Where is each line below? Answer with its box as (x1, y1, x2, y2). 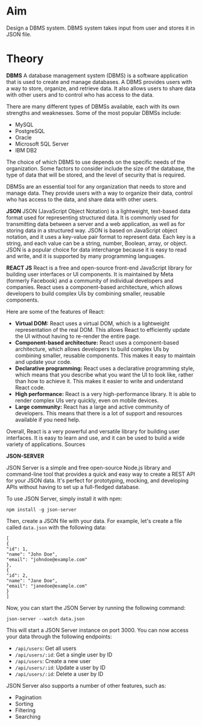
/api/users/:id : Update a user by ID (14, 664, 106, 671)
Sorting (14, 700, 34, 707)
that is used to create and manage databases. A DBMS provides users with (6, 78, 192, 85)
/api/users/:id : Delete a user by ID (14, 670, 104, 678)
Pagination (14, 693, 42, 701)
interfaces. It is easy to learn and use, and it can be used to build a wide (6, 434, 185, 441)
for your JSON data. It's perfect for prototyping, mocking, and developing (6, 476, 189, 484)
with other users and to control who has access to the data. (6, 91, 154, 98)
